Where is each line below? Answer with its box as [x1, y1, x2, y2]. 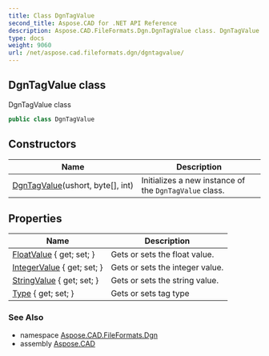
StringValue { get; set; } [12, 275, 99, 286]
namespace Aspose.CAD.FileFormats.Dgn [19, 330, 159, 340]
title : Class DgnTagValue [8, 11, 94, 20]
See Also [8, 312, 44, 323]
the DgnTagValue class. [141, 185, 225, 196]
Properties [8, 211, 62, 225]
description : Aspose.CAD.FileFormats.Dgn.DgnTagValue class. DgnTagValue [8, 26, 260, 34]
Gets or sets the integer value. [110, 262, 224, 273]
